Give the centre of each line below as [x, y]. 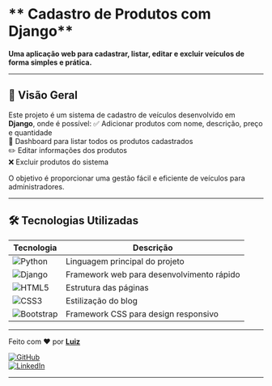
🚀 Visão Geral [43, 95]
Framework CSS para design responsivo [142, 314]
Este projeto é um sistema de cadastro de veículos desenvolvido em [122, 115]
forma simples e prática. [50, 62]
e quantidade [30, 132]
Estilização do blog [102, 300]
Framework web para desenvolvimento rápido [153, 274]
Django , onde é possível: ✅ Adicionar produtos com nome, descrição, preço [136, 123]
